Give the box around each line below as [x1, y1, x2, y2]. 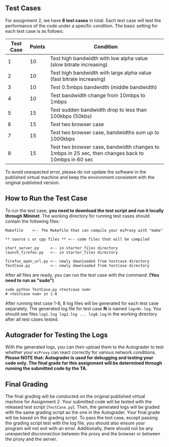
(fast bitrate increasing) [50, 75, 106, 82]
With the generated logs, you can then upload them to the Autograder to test [5, 344, 164, 350]
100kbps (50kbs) [50, 113, 92, 120]
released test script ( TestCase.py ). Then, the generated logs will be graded [5, 404, 160, 410]
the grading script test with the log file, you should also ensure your [5, 420, 145, 426]
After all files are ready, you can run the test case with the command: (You [5, 272, 159, 278]
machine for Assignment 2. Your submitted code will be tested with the [5, 399, 152, 405]
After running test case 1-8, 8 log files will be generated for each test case [5, 300, 159, 306]
